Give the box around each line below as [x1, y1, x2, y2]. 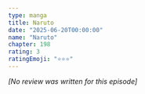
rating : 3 [8, 48, 41, 56]
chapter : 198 [8, 41, 51, 49]
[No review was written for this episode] [8, 76, 138, 86]
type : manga [8, 11, 47, 20]
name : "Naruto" [8, 33, 58, 42]
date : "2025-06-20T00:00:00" [8, 26, 103, 34]
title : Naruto [8, 19, 55, 27]
